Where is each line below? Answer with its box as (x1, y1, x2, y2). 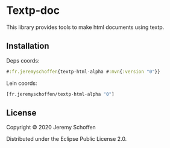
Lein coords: (6, 79, 37, 87)
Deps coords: (6, 57, 40, 64)
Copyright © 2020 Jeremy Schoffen (6, 124, 96, 131)
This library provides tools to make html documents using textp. (6, 23, 165, 31)
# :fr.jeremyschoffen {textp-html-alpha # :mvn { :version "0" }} (6, 69, 161, 75)
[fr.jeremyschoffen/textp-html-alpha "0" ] (6, 91, 115, 97)
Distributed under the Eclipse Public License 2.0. (6, 135, 127, 143)
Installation (6, 41, 49, 51)
